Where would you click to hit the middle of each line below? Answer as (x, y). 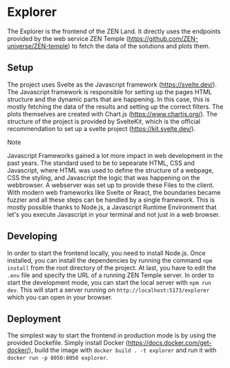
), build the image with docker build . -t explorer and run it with (123, 350)
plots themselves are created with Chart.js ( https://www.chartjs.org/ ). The (112, 114)
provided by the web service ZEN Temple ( (68, 38)
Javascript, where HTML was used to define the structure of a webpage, (111, 170)
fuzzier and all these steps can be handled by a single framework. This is (111, 200)
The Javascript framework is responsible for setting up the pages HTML (110, 91)
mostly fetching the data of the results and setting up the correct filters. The (115, 106)
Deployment (34, 318)
